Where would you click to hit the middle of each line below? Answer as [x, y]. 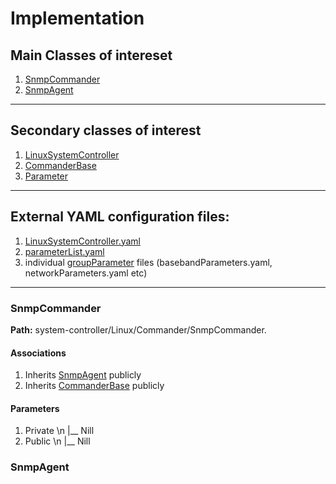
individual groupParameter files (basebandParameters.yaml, [148, 262]
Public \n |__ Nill [57, 441]
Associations [38, 353]
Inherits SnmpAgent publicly [83, 375]
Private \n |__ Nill [59, 431]
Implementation [77, 18]
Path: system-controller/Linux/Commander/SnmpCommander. [138, 329]
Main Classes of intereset [91, 55]
